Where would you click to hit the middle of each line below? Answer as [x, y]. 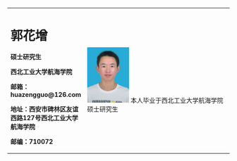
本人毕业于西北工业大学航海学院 [177, 101]
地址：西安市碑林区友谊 [44, 109]
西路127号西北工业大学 [44, 117]
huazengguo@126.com [46, 94]
